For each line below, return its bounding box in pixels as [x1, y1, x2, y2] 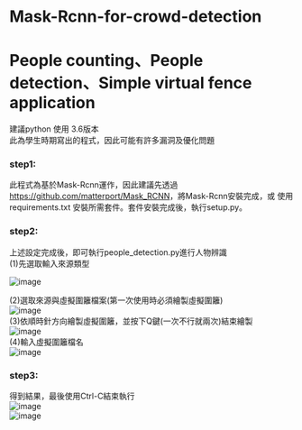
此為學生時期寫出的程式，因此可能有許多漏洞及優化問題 [9, 135, 215, 146]
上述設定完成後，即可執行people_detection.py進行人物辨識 [9, 246, 227, 258]
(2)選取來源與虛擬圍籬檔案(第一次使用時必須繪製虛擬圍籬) [9, 295, 224, 306]
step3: [9, 369, 39, 381]
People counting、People [9, 50, 204, 71]
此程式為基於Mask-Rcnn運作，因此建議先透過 [9, 179, 178, 190]
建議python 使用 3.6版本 [9, 124, 99, 134]
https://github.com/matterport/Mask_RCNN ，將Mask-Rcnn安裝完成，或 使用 [9, 191, 294, 202]
